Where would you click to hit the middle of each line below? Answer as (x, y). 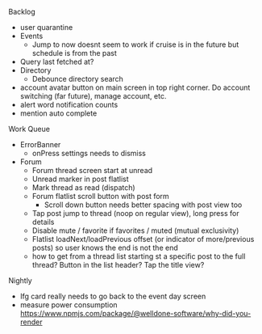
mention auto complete (58, 113)
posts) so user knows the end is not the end (105, 247)
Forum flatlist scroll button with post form (100, 196)
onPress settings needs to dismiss (89, 153)
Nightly (20, 281)
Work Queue (29, 129)
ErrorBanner (40, 144)
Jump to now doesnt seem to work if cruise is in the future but (135, 44)
